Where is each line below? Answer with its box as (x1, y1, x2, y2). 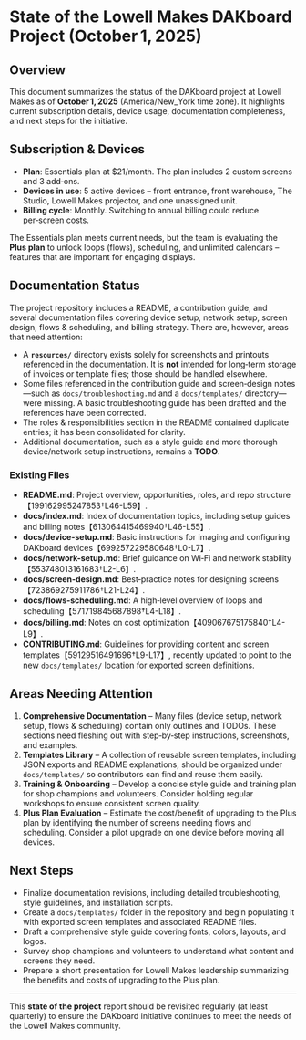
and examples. (22, 739, 78, 750)
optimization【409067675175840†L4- (142, 617, 286, 628)
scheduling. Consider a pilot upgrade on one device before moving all (22, 827, 285, 837)
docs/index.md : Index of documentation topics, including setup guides (22, 510, 291, 521)
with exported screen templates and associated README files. (22, 916, 257, 927)
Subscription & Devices (9, 141, 146, 157)
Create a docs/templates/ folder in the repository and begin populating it (22, 906, 295, 918)
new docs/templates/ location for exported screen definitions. (22, 660, 255, 671)
